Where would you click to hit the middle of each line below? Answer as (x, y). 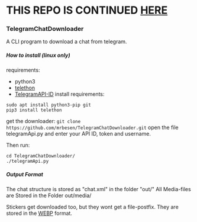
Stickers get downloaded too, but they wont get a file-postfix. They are (92, 207)
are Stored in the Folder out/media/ (49, 195)
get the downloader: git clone (43, 121)
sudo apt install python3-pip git (49, 105)
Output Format (25, 175)
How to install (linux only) (38, 55)
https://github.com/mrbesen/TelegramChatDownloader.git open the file (92, 127)
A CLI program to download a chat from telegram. (67, 41)
